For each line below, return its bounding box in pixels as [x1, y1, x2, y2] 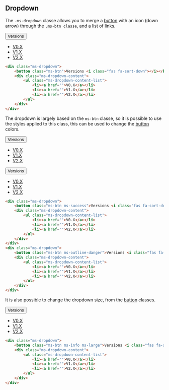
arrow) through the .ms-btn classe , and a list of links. [5, 23, 116, 29]
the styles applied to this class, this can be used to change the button [5, 120, 149, 126]
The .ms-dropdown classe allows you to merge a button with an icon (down [5, 17, 158, 23]
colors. [5, 126, 20, 132]
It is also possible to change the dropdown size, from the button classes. [5, 297, 156, 303]
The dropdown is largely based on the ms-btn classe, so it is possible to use [5, 115, 162, 121]
